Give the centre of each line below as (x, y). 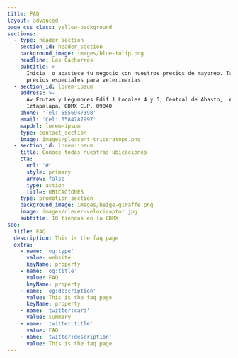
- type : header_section (49, 40)
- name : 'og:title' (49, 271)
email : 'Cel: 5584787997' (58, 119)
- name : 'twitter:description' (66, 337)
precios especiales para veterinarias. (85, 80)
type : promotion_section (57, 198)
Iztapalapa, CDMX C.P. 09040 (69, 106)
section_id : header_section (61, 47)
